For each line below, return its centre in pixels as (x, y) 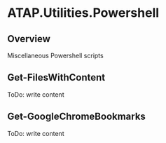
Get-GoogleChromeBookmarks (76, 117)
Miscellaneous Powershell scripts (55, 55)
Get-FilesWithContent (56, 77)
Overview (29, 39)
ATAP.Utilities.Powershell (83, 13)
